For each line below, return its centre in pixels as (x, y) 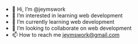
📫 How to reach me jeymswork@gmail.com (66, 35)
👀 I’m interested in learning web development (67, 15)
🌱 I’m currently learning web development (63, 22)
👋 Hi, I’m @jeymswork (39, 9)
